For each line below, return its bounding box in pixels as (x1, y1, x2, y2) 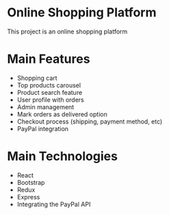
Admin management (16, 102, 75, 111)
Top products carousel (16, 81, 81, 89)
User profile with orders (16, 96, 84, 104)
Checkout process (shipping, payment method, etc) (16, 117, 163, 126)
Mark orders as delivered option (16, 110, 107, 118)
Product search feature (16, 88, 83, 96)
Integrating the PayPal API (16, 200, 91, 208)
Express (16, 192, 40, 201)
